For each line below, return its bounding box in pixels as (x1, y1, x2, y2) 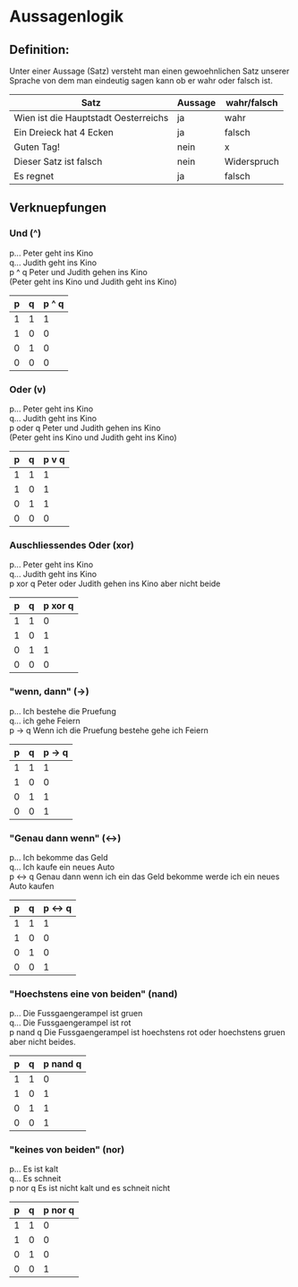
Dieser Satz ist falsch (13, 155, 103, 168)
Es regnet (13, 170, 55, 182)
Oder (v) (9, 383, 47, 395)
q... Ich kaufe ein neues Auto (9, 861, 115, 872)
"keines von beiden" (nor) (9, 1144, 125, 1156)
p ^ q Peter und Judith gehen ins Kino (9, 266, 148, 277)
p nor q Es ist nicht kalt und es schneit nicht (9, 1183, 171, 1194)
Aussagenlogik (9, 6, 124, 27)
